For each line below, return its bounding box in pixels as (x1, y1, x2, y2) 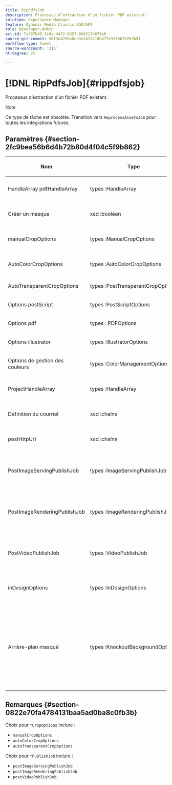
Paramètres (5, 134, 44, 143)
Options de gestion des (8, 357, 64, 364)
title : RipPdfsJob (5, 7, 45, 13)
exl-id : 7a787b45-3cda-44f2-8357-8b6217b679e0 (5, 31, 106, 37)
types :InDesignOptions (90, 584, 147, 591)
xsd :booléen (90, 211, 121, 218)
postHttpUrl (8, 435, 36, 443)
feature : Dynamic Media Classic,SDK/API (5, 22, 93, 27)
